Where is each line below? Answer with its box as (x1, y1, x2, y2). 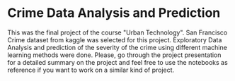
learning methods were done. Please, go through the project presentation (7, 51, 222, 59)
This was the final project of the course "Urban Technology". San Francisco (7, 28, 228, 37)
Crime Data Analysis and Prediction (7, 5, 221, 21)
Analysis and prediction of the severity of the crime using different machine (7, 43, 228, 51)
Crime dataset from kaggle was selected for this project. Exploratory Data (7, 35, 222, 44)
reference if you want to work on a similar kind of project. (7, 66, 175, 74)
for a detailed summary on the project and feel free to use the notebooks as (7, 58, 228, 66)
